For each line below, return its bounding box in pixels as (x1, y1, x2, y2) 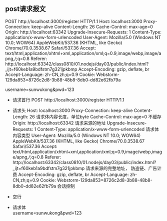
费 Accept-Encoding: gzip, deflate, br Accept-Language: (12, 171, 129, 177)
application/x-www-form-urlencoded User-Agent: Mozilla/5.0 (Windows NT (5, 34, 161, 40)
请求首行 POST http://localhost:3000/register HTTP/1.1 (12, 96, 124, 102)
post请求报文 (5, 4, 46, 13)
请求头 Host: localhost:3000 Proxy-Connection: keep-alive (12, 107, 133, 113)
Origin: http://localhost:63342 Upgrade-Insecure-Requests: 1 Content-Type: (5, 29, 161, 35)
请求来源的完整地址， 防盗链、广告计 (85, 165, 161, 171)
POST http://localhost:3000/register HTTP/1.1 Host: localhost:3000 (5, 18, 142, 24)
